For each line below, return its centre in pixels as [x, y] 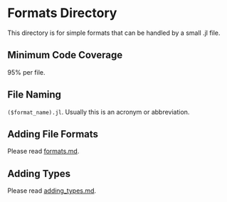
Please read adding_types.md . [52, 191]
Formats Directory [62, 13]
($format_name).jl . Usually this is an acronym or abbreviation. [99, 112]
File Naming [35, 95]
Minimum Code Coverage [65, 55]
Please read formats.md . [43, 151]
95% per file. [26, 72]
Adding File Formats [53, 134]
